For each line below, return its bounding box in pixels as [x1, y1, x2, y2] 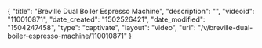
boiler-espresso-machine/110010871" [7, 31, 127, 40]
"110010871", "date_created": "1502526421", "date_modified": [7, 15, 206, 24]
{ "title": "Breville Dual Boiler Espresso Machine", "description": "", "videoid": [7, 7, 255, 15]
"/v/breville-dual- [197, 23, 253, 32]
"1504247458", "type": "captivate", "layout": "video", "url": [7, 23, 196, 32]
